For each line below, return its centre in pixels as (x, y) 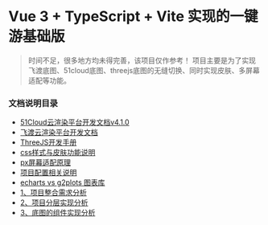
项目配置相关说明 (48, 173)
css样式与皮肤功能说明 (58, 153)
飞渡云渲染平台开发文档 (59, 133)
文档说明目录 (33, 103)
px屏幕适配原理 (45, 162)
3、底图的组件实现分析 (58, 213)
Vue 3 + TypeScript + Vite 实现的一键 (133, 16)
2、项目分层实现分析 (54, 202)
